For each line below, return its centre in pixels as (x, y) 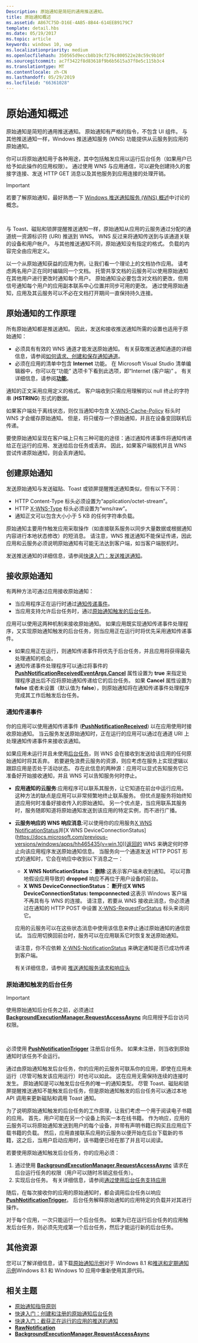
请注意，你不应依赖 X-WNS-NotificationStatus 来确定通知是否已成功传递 (102, 947)
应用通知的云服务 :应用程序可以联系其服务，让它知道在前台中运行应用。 (100, 788)
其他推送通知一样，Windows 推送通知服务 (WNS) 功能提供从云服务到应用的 (97, 139)
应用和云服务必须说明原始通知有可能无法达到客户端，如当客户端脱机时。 (94, 543)
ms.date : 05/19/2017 (32, 34)
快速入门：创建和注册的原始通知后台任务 (64, 1313)
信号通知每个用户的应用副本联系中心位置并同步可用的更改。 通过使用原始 (95, 285)
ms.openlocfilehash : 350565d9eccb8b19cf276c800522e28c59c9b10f (85, 55)
